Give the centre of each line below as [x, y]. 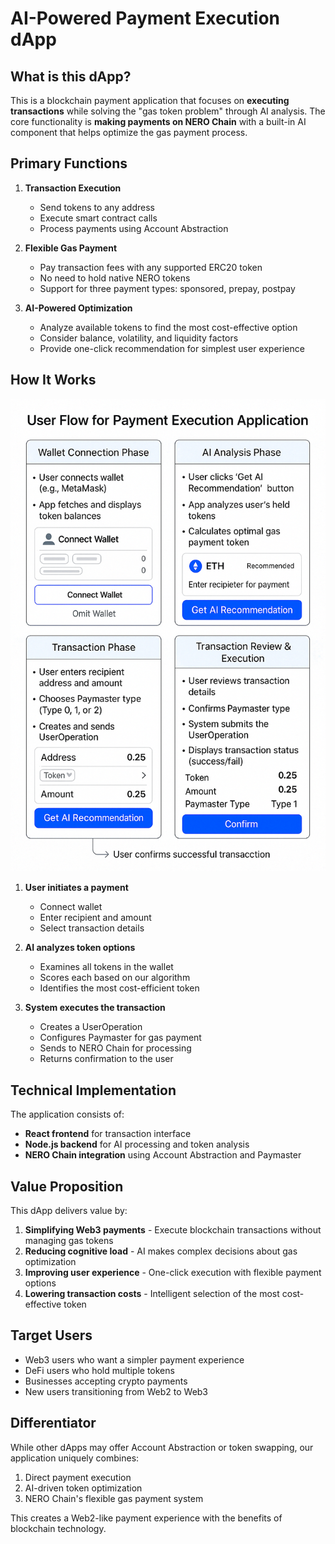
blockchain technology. [58, 1528]
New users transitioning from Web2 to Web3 [116, 1391]
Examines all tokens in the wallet [106, 967]
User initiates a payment [76, 888]
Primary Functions [69, 163]
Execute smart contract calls [98, 218]
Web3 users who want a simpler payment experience [134, 1359]
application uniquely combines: [75, 1458]
